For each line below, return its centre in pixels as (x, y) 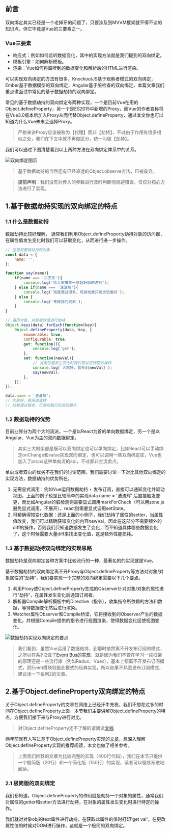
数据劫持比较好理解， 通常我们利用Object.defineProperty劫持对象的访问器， (85, 234)
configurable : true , (45, 339)
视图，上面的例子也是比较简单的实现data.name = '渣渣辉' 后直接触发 (84, 496)
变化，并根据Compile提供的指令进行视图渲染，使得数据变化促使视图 (84, 620)
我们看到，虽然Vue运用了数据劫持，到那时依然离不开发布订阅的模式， (91, 648)
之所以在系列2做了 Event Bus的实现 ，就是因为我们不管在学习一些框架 (90, 655)
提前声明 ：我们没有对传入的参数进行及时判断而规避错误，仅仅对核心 (89, 182)
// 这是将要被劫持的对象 (28, 250)
